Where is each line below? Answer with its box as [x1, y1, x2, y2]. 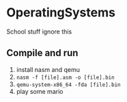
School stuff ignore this [6, 27, 72, 36]
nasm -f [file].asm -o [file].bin [16, 74, 115, 81]
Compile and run [6, 47, 79, 59]
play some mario [16, 87, 63, 95]
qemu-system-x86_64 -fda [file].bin [16, 81, 121, 88]
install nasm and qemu [16, 65, 80, 73]
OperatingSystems [6, 5, 115, 21]
